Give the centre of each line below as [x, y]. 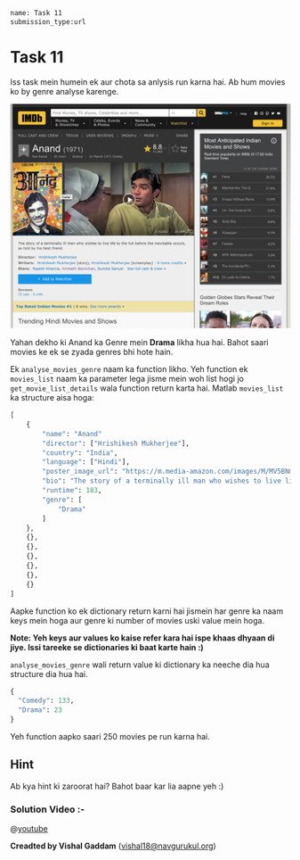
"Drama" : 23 [41, 710]
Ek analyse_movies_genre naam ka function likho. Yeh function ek [129, 369]
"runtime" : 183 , [72, 491]
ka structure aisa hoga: [52, 398]
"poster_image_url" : [80, 472]
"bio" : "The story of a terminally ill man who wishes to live [162, 481]
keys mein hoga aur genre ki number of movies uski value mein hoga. [138, 620]
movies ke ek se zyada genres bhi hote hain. [92, 352]
